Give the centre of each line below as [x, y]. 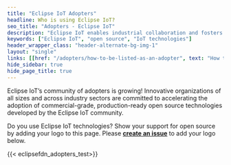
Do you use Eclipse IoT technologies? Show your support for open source [111, 126]
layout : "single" [32, 52]
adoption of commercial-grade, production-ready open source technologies [115, 105]
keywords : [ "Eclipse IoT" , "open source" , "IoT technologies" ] [100, 39]
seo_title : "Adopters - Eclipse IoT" [61, 26]
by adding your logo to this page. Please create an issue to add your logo [111, 133]
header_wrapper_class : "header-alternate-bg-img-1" [82, 45]
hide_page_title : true [40, 71]
